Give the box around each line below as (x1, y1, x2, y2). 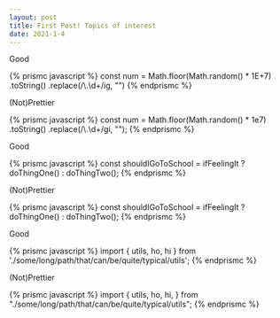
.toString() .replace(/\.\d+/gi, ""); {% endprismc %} (9, 124, 195, 135)
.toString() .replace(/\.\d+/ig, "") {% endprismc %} (9, 81, 192, 91)
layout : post (9, 12, 58, 22)
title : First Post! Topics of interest (9, 21, 157, 30)
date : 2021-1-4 (9, 29, 66, 38)
